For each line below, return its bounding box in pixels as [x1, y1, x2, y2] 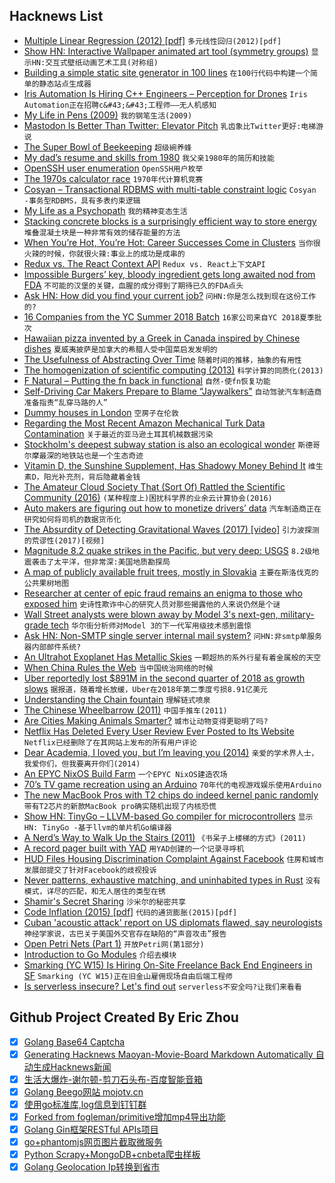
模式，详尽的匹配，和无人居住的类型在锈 [23, 886, 166, 896]
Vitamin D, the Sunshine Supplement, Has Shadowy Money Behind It [23, 459, 306, 471]
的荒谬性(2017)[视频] [23, 535, 106, 546]
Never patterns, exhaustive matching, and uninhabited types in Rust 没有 [23, 874, 321, 886]
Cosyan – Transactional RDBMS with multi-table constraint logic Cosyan [23, 183, 317, 195]
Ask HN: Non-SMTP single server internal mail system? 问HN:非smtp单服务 [23, 629, 322, 641]
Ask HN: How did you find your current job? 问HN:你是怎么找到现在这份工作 [23, 289, 317, 301]
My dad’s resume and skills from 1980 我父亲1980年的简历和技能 [23, 151, 275, 163]
